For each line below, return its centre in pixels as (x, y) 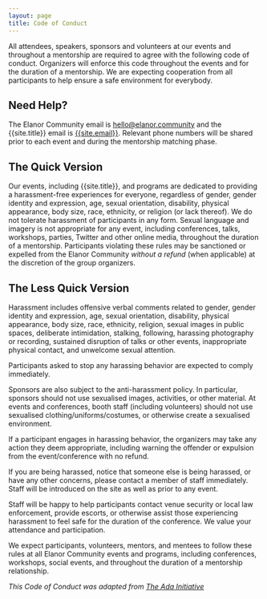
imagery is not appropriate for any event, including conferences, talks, (124, 229)
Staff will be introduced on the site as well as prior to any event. (113, 488)
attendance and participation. (57, 529)
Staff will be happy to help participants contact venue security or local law (131, 504)
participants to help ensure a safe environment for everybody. (111, 80)
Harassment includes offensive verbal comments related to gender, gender (132, 307)
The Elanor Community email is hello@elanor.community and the (115, 124)
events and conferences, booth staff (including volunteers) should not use (131, 407)
